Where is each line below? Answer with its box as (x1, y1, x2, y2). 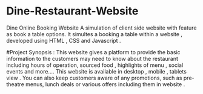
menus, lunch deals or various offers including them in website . (25, 80, 185, 88)
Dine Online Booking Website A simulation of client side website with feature (6, 24, 197, 31)
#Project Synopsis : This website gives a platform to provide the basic (6, 48, 181, 55)
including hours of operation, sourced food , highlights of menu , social (6, 61, 184, 69)
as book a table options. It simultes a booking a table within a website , (6, 30, 183, 37)
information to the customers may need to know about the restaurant (6, 55, 179, 62)
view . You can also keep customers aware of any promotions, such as (6, 74, 182, 81)
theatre (6, 80, 24, 88)
